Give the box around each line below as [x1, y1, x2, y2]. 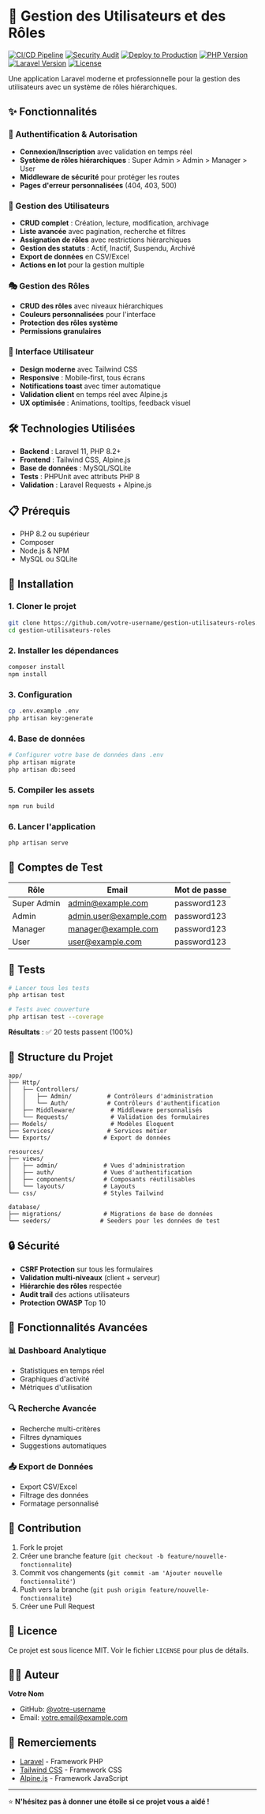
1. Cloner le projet [8, 601, 77, 612]
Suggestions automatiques [19, 1441, 107, 1450]
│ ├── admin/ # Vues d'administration [8, 1162, 185, 1170]
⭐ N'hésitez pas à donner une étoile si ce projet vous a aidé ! [8, 1797, 210, 1806]
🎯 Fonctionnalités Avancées [8, 1321, 148, 1335]
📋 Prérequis [8, 504, 71, 517]
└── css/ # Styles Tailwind [8, 1189, 164, 1197]
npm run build [8, 802, 55, 810]
